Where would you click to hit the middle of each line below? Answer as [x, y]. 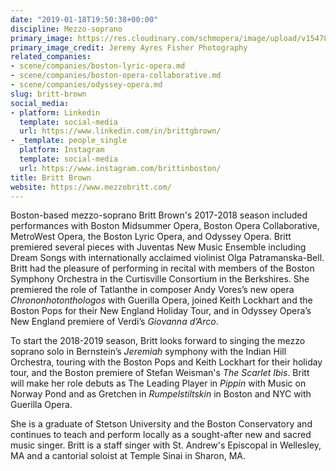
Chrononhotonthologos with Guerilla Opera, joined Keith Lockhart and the [161, 300]
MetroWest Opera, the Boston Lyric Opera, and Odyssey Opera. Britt [151, 237]
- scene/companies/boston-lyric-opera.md [98, 66]
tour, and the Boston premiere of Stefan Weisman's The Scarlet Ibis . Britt [160, 373]
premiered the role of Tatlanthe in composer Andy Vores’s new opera [152, 290]
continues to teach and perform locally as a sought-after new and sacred [161, 435]
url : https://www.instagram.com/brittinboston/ [120, 168]
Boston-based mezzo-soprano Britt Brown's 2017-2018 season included [159, 215]
